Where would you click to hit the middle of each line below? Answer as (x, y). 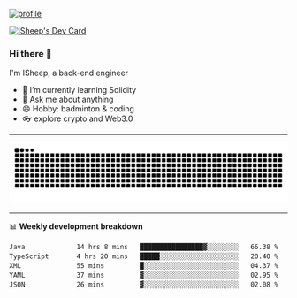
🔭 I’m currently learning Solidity (79, 90)
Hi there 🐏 (31, 53)
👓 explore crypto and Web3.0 (77, 118)
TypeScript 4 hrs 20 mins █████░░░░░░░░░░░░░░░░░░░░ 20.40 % (144, 256)
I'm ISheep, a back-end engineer (69, 73)
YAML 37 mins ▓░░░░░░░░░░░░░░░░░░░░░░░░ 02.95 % (144, 275)
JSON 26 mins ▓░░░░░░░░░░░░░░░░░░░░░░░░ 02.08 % (144, 284)
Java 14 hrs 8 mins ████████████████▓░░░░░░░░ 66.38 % (144, 248)
